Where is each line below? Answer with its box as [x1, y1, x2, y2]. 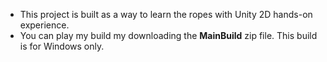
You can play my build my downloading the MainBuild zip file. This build [19, 30, 318, 41]
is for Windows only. [19, 40, 105, 52]
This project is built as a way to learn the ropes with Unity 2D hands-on [19, 9, 313, 20]
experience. [19, 19, 70, 31]
